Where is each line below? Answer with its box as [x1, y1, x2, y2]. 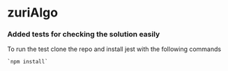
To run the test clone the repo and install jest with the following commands [7, 45, 222, 53]
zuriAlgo [7, 5, 58, 21]
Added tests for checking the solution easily [7, 30, 160, 39]
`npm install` [7, 59, 49, 65]
